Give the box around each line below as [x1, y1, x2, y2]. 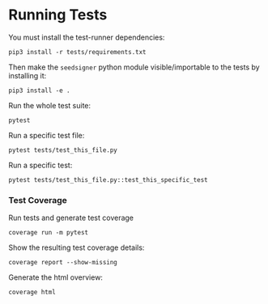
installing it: [8, 70, 47, 80]
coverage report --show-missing [8, 259, 117, 267]
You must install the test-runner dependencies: [8, 32, 165, 42]
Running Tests [8, 6, 108, 24]
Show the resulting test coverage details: [8, 243, 145, 252]
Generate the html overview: [8, 272, 104, 282]
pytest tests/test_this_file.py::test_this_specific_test [8, 175, 208, 184]
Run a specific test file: [8, 130, 85, 140]
